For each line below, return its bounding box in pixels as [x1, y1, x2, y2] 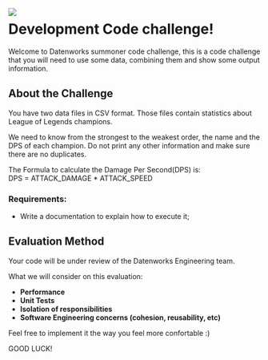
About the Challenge [8, 87, 114, 100]
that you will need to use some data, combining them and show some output [8, 55, 260, 64]
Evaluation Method [8, 235, 105, 249]
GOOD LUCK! [8, 343, 53, 353]
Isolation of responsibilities [19, 304, 113, 313]
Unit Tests [19, 295, 55, 305]
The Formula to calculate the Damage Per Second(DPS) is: [8, 164, 202, 174]
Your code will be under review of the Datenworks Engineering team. [8, 256, 235, 265]
